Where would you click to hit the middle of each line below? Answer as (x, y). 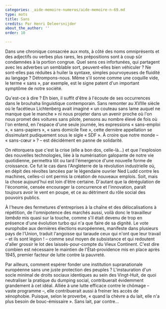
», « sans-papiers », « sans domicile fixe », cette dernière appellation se (79, 130)
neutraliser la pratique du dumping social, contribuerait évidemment (74, 280)
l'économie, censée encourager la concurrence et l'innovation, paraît (76, 187)
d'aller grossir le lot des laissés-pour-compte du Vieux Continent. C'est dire (82, 244)
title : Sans (17, 19)
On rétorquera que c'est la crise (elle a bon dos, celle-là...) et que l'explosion (83, 150)
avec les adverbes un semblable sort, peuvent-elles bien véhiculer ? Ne (78, 67)
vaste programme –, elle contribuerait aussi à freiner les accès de (72, 291)
